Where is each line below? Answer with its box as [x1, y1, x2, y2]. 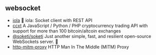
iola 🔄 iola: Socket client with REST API [12, 17, 93, 23]
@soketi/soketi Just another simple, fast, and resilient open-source [12, 33, 151, 39]
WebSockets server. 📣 [12, 38, 59, 44]
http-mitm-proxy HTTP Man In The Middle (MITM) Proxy [12, 43, 129, 49]
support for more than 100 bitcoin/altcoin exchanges [12, 27, 121, 34]
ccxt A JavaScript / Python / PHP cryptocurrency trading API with [12, 22, 148, 28]
